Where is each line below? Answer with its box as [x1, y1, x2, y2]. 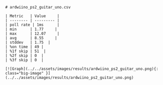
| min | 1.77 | [5, 27, 57, 32]
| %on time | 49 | [5, 44, 44, 49]
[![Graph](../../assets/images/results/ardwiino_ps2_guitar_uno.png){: [5, 66, 158, 71]
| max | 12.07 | [5, 31, 59, 36]
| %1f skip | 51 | [5, 49, 46, 54]
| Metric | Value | [5, 14, 59, 19]
